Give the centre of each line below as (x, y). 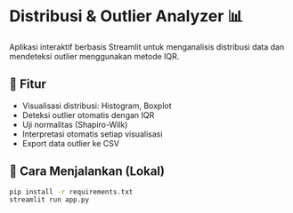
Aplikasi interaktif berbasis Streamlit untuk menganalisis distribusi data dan (147, 47)
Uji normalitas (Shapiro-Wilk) (75, 124)
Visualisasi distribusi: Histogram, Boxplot (97, 106)
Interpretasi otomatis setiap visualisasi (92, 134)
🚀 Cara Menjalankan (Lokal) (87, 172)
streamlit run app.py (49, 200)
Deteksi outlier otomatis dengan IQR (88, 114)
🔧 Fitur (28, 84)
